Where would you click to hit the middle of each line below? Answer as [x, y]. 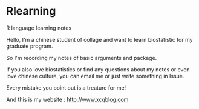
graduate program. [30, 46]
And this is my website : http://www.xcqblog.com [67, 99]
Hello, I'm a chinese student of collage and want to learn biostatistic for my [99, 39]
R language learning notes [39, 28]
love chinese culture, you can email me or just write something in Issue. [95, 76]
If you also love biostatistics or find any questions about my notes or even [98, 69]
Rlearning [31, 11]
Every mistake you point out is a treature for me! [66, 88]
